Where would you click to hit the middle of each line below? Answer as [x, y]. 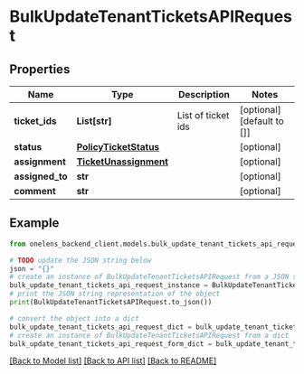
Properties [40, 69]
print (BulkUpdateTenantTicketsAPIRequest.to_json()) [111, 303]
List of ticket [203, 115]
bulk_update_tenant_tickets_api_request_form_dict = [111, 344]
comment [35, 191]
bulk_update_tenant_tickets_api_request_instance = [109, 285]
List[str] [94, 121]
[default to [262, 121]
